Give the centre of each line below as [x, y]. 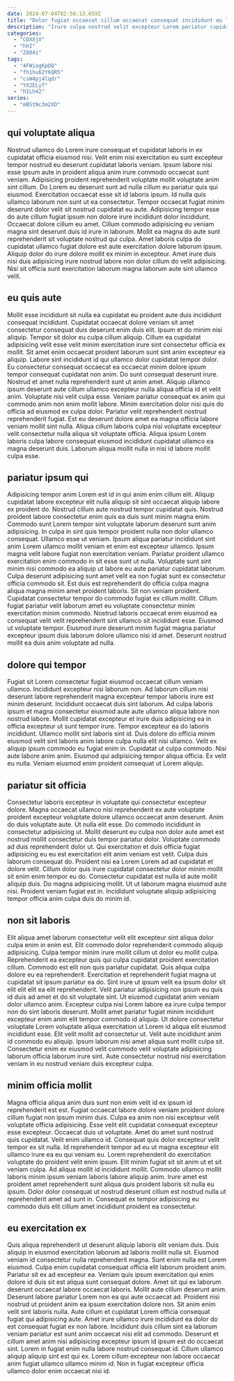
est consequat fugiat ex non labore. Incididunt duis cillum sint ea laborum [112, 1327]
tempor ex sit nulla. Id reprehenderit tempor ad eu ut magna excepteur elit [113, 1147]
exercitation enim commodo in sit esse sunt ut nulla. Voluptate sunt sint [109, 561]
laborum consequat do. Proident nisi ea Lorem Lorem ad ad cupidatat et [110, 861]
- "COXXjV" [29, 40]
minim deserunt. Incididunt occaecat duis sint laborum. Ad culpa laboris [110, 704]
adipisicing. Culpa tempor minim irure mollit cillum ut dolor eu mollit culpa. [113, 952]
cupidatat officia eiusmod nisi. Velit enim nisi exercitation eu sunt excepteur [115, 157]
